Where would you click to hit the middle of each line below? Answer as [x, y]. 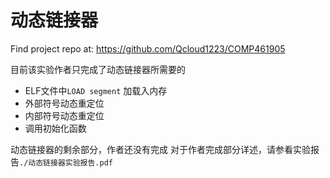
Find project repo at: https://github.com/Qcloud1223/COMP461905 [148, 48]
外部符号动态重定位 [64, 103]
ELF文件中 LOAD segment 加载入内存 [96, 90]
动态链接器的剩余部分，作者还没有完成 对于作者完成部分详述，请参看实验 [160, 149]
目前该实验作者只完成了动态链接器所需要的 [98, 69]
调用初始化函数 [55, 128]
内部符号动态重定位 [64, 115]
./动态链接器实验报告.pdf [66, 162]
